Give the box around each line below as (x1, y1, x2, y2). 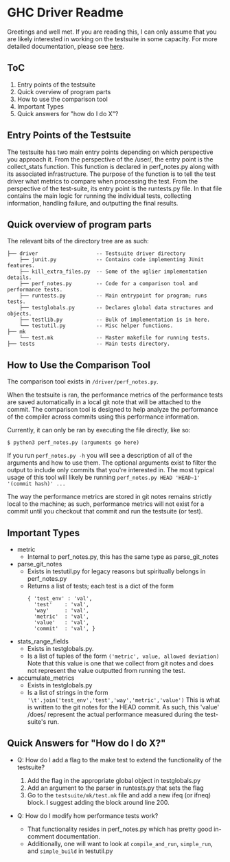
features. (7, 263, 36, 269)
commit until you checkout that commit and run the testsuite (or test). (7, 507, 203, 516)
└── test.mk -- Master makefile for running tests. (19, 335, 211, 342)
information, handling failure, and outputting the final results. (7, 199, 179, 207)
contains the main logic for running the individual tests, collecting (7, 191, 192, 200)
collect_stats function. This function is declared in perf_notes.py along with (7, 162, 220, 170)
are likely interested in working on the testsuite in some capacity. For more (7, 34, 218, 43)
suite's (27, 718, 47, 726)
